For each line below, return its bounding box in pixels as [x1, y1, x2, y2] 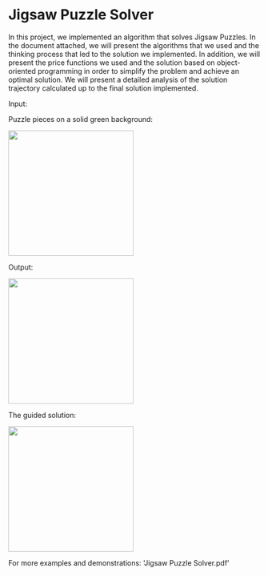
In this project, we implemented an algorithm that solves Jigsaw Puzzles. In [8, 32, 256, 42]
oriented [8, 66, 36, 75]
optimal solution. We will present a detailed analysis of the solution [8, 75, 228, 84]
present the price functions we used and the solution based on [8, 58, 215, 67]
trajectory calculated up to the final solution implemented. [8, 83, 198, 93]
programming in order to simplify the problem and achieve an [37, 66, 240, 75]
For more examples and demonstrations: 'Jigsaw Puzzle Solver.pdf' [8, 558, 230, 567]
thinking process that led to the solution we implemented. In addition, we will [8, 49, 261, 59]
